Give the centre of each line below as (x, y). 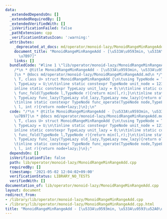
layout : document (23, 190)
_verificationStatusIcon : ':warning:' (50, 38)
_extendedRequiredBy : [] (35, 19)
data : (11, 10)
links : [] (24, 61)
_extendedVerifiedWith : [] (38, 24)
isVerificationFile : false (38, 158)
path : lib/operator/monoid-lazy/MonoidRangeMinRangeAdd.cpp (73, 162)
